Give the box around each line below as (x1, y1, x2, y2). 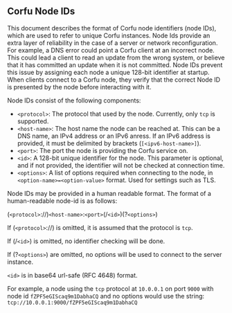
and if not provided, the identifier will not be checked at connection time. (17, 161, 225, 169)
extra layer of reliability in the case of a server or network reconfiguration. (7, 38, 218, 47)
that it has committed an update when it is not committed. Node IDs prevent (7, 60, 223, 69)
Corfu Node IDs (7, 6, 75, 17)
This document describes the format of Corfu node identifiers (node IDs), (7, 24, 217, 32)
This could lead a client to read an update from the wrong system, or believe (7, 53, 225, 62)
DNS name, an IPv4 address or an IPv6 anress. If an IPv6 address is (17, 132, 211, 140)
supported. (17, 117, 49, 125)
